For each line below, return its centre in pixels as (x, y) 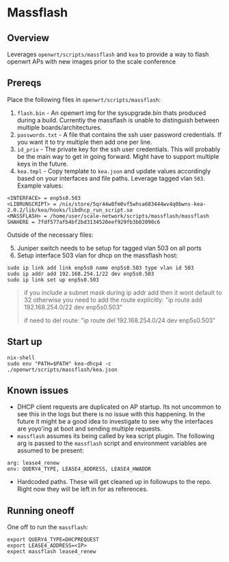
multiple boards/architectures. (59, 127)
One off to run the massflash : (48, 527)
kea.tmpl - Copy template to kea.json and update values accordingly (114, 171)
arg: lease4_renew (33, 463)
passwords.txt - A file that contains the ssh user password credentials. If (119, 134)
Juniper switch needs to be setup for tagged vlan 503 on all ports (109, 248)
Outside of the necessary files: (50, 235)
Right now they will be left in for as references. (82, 489)
